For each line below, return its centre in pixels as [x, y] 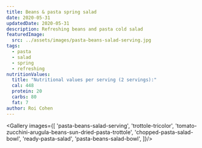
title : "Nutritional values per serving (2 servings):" [84, 80]
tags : [13, 46]
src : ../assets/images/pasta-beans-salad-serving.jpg [81, 40]
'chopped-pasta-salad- [164, 132]
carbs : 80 [24, 97]
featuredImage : [26, 35]
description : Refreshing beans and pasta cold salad [75, 29]
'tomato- [186, 125]
